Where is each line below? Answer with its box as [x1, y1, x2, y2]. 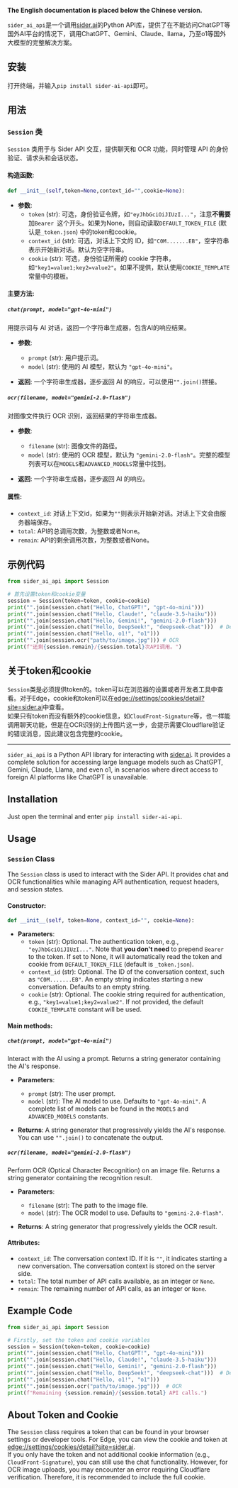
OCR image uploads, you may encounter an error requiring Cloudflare [7, 1465, 210, 1474]
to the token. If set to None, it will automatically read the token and [28, 953, 222, 961]
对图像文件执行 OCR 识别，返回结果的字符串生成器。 [7, 411, 161, 421]
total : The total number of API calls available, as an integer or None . [17, 1277, 215, 1285]
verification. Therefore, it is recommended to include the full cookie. [7, 1473, 206, 1482]
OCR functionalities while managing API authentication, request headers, [7, 877, 220, 886]
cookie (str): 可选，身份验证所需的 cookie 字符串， [28, 254, 175, 262]
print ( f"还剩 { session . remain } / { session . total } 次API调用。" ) [7, 643, 182, 650]
